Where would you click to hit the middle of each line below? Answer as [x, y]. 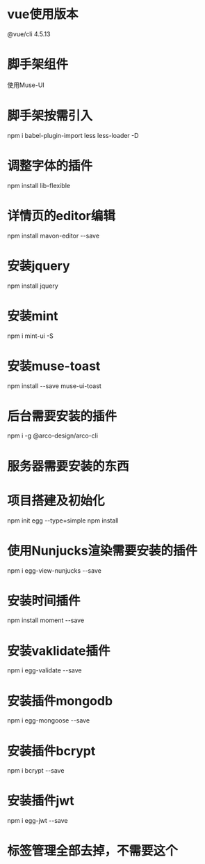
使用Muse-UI [26, 85]
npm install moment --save [46, 620]
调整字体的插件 [50, 166]
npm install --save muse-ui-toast [55, 386]
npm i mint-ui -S [31, 336]
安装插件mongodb [60, 701]
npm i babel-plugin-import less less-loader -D [73, 135]
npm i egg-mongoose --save [49, 720]
